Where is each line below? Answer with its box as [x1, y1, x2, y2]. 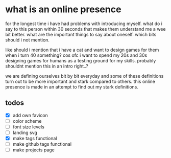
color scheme [12, 118, 42, 124]
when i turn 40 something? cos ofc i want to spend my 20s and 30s [5, 52, 148, 58]
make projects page [12, 147, 55, 153]
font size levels [12, 124, 44, 130]
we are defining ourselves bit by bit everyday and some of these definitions [5, 73, 164, 79]
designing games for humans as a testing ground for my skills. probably [5, 57, 156, 63]
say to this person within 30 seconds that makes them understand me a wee [5, 26, 166, 32]
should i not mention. [5, 37, 50, 43]
